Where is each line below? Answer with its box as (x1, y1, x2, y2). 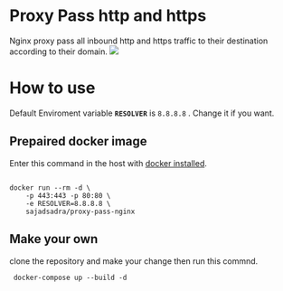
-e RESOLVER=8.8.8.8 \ (25, 199, 111, 208)
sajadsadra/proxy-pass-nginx (25, 207, 136, 216)
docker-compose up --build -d (13, 273, 127, 282)
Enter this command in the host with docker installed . (9, 157, 208, 168)
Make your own (9, 231, 99, 247)
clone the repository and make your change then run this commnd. (9, 255, 259, 267)
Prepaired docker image (9, 134, 147, 149)
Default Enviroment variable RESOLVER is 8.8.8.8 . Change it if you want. (9, 108, 275, 118)
